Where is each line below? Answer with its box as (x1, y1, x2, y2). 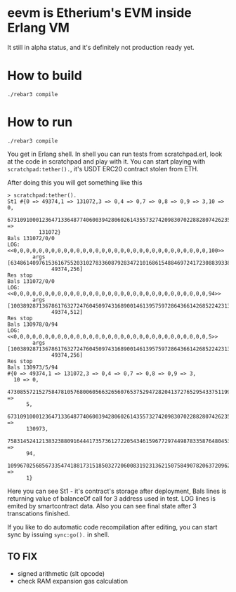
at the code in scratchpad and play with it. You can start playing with (7, 157, 206, 166)
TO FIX (7, 551, 38, 563)
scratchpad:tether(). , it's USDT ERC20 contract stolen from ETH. (7, 164, 199, 173)
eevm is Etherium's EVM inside (7, 5, 192, 21)
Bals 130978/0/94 (7, 321, 58, 328)
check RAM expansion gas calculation (17, 577, 129, 585)
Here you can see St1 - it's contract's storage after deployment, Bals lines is (7, 487, 227, 495)
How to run (7, 114, 73, 131)
